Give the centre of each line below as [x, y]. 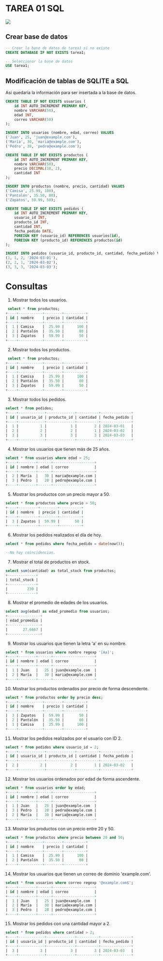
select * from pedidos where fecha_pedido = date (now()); [65, 544]
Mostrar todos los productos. [41, 349]
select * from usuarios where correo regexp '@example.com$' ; [69, 883]
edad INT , [24, 115]
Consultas [27, 286]
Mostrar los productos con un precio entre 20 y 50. [63, 829]
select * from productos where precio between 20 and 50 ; [65, 837]
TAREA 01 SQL [35, 8]
